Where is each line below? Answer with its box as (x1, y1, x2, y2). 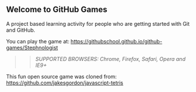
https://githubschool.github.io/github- (70, 38, 162, 45)
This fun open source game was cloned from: (6, 73, 117, 80)
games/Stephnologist (6, 44, 58, 51)
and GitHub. (6, 26, 35, 33)
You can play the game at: (6, 38, 70, 45)
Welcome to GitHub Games (6, 5, 107, 15)
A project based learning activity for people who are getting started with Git (6, 20, 190, 27)
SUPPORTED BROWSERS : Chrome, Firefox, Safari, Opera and (35, 55, 186, 62)
